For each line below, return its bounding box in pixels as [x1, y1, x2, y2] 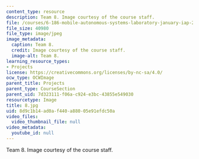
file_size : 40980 [6, 25, 49, 31]
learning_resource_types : [6, 58, 70, 64]
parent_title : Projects [6, 81, 65, 87]
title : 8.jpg [6, 102, 38, 109]
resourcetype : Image [6, 97, 57, 103]
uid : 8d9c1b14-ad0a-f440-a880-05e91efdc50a [6, 108, 115, 114]
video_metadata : [6, 125, 46, 131]
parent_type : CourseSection [6, 86, 76, 92]
